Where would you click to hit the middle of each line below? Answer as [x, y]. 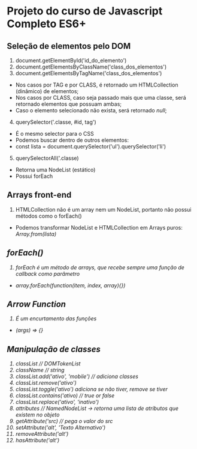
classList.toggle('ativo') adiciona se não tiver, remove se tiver [92, 389]
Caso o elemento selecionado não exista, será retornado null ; [91, 110]
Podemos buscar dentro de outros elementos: [72, 140]
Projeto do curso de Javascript [85, 11]
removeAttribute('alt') [42, 434]
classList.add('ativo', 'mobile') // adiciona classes [77, 376]
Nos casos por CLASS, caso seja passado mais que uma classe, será [101, 98]
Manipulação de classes [54, 349]
